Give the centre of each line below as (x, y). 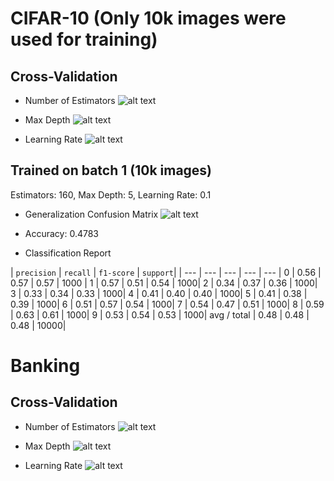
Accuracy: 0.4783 (62, 233)
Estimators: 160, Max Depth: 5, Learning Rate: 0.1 (111, 194)
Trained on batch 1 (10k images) (111, 170)
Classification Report (68, 253)
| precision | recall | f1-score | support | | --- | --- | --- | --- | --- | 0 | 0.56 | (166, 272)
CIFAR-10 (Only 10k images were (148, 18)
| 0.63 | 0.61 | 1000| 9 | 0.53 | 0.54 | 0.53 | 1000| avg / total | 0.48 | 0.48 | (160, 314)
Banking (45, 366)
